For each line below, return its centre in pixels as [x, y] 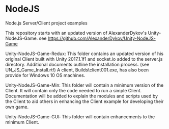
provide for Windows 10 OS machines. [45, 75]
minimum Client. [22, 122]
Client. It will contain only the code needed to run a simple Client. [74, 90]
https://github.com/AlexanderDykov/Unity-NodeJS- [102, 38]
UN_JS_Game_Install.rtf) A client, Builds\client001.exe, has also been [77, 70]
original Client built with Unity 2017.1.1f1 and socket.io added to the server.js [84, 59]
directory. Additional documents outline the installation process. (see [77, 64]
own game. [17, 107]
